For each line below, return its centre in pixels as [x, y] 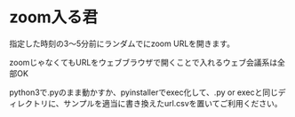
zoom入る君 [54, 17]
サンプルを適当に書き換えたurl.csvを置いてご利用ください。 [173, 103]
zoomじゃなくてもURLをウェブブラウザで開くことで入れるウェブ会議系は [144, 62]
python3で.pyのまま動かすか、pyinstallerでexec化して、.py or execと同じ [144, 92]
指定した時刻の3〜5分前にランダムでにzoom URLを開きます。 [122, 43]
